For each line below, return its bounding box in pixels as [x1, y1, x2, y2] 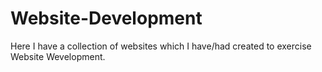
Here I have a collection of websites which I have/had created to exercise [10, 40, 312, 52]
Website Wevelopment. [10, 50, 106, 62]
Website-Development [10, 7, 203, 30]
